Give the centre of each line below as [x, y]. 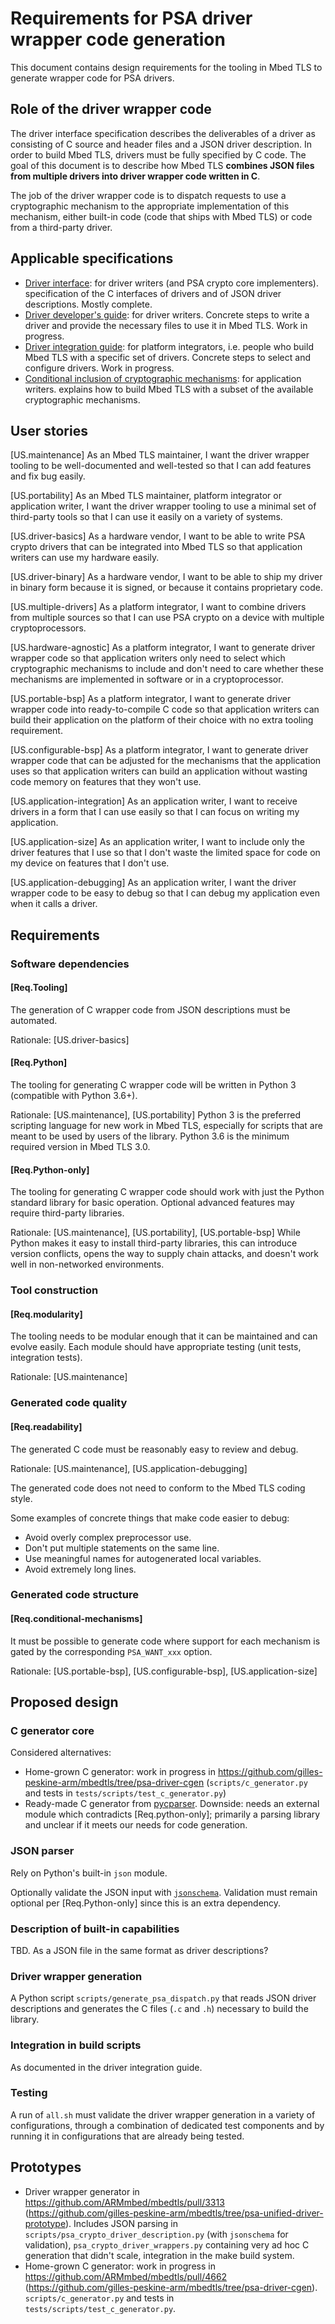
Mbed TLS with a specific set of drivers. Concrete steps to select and [167, 357]
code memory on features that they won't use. [106, 782]
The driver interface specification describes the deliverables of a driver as [163, 133]
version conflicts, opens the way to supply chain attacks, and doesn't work [164, 1254]
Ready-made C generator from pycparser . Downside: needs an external [172, 1804]
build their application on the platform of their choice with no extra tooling [162, 720]
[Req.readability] [46, 1426]
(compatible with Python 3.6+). [74, 1096]
